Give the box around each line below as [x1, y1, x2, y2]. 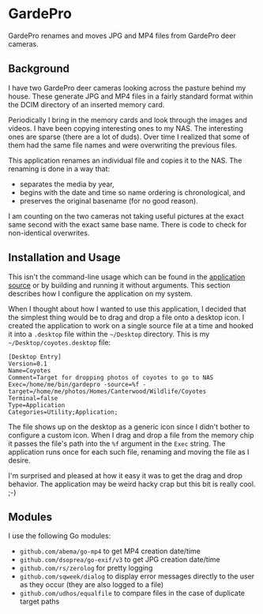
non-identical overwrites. [8, 228, 90, 238]
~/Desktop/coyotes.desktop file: [8, 337, 111, 347]
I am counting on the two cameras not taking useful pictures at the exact [8, 211, 245, 221]
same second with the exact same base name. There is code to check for [8, 219, 247, 229]
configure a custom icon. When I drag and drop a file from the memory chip [8, 430, 254, 440]
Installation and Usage [8, 251, 121, 264]
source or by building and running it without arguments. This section [8, 280, 231, 290]
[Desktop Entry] [8, 353, 62, 361]
